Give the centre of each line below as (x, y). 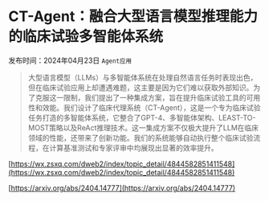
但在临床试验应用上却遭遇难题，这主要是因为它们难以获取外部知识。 (141, 87)
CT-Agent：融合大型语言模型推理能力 (133, 16)
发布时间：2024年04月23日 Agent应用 (70, 60)
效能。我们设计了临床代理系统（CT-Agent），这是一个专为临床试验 (151, 107)
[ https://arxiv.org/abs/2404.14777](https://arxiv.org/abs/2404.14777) (122, 188)
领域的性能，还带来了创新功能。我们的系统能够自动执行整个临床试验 (141, 137)
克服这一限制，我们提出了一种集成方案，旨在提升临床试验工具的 (141, 97)
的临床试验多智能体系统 (86, 37)
